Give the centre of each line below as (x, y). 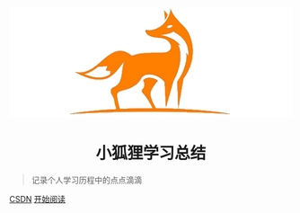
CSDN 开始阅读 (37, 199)
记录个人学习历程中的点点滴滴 (86, 180)
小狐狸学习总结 (151, 153)
